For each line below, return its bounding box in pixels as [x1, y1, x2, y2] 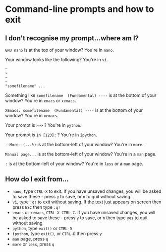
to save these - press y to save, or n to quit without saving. [12, 193, 132, 199]
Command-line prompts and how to [5, 3, 155, 15]
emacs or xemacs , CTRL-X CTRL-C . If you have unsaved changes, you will [12, 209, 156, 215]
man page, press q [12, 236, 49, 242]
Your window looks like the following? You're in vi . [5, 57, 108, 63]
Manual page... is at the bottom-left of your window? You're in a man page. [5, 151, 157, 157]
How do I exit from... [5, 175, 69, 183]
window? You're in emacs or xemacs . [5, 98, 76, 103]
